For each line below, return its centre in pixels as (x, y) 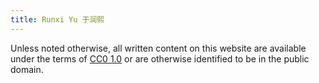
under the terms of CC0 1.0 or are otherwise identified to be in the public (160, 58)
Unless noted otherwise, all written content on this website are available (158, 48)
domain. (27, 69)
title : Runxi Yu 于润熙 (57, 19)
